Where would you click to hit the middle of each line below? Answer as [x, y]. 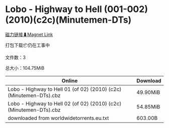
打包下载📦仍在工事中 [28, 45]
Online [70, 80]
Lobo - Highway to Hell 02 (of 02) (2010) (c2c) [65, 103]
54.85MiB [148, 106]
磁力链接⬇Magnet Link [29, 34]
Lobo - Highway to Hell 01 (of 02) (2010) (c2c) [65, 89]
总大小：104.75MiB [25, 68]
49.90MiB [148, 92]
